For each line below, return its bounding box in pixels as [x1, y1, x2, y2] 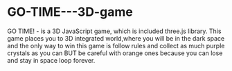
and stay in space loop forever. [7, 56, 96, 64]
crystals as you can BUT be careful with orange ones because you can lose [7, 49, 223, 57]
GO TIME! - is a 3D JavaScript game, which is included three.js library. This [7, 27, 222, 35]
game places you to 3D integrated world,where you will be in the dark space [7, 34, 225, 42]
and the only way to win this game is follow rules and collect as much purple [7, 41, 225, 50]
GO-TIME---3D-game [7, 4, 133, 20]
